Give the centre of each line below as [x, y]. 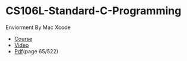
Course [23, 38]
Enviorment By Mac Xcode [38, 27]
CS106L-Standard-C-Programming [93, 11]
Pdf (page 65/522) [36, 51]
